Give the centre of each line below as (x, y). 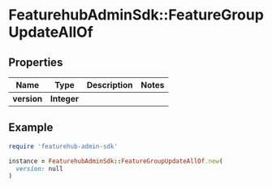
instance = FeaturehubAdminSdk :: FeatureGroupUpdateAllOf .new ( (116, 161)
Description (110, 85)
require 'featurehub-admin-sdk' (63, 146)
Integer (65, 99)
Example (31, 128)
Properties (36, 62)
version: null (39, 168)
